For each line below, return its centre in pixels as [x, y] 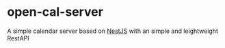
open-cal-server [55, 12]
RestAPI [18, 38]
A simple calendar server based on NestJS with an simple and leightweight [113, 31]
